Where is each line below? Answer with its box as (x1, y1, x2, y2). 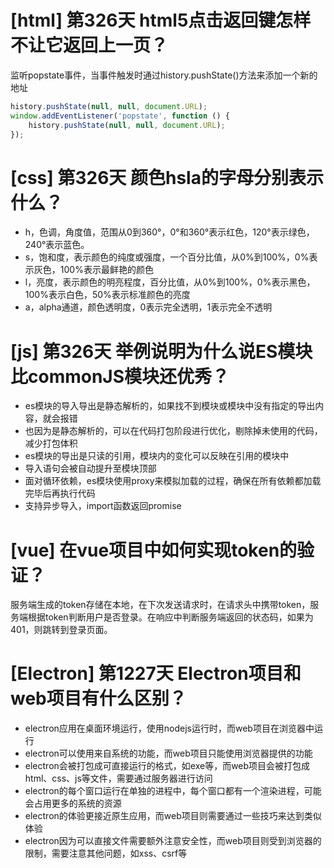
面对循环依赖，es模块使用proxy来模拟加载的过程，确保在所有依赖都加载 (24, 475, 322, 487)
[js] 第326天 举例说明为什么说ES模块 (10, 340, 313, 363)
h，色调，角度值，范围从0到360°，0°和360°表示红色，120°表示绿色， (24, 226, 315, 238)
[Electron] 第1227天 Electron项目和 (10, 662, 302, 685)
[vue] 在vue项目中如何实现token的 (10, 539, 298, 561)
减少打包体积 (24, 437, 78, 450)
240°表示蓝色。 (24, 239, 90, 251)
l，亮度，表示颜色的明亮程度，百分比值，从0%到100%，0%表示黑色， (24, 276, 316, 288)
